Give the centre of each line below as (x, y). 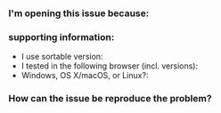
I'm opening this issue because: (79, 13)
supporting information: (61, 36)
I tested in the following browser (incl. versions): (109, 66)
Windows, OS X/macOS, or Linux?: (85, 76)
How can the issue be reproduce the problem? (110, 99)
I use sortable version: (62, 57)
